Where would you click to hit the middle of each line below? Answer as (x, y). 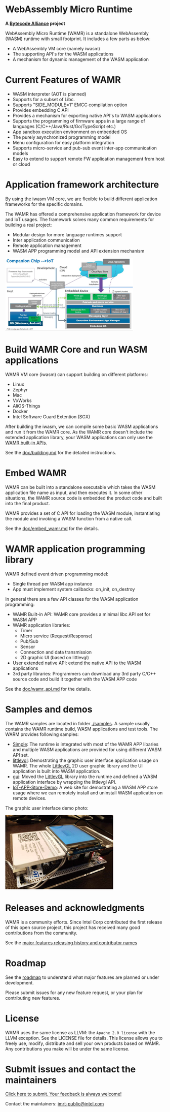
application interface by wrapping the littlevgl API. (64, 782)
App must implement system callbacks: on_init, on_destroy (74, 589)
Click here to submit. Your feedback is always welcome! (63, 1094)
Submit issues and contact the (71, 1069)
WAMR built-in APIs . (26, 443)
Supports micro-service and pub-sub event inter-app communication (84, 148)
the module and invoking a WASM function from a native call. (69, 518)
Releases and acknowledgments (75, 908)
